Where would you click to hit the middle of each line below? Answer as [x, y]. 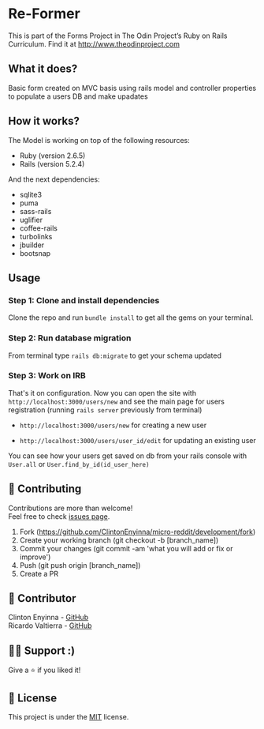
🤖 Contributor [42, 598]
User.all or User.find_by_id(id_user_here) [79, 464]
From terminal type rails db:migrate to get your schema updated [115, 355]
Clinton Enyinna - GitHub [48, 618]
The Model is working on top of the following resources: [99, 140]
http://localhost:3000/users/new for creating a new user [113, 425]
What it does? [43, 69]
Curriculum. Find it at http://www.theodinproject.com [94, 43]
